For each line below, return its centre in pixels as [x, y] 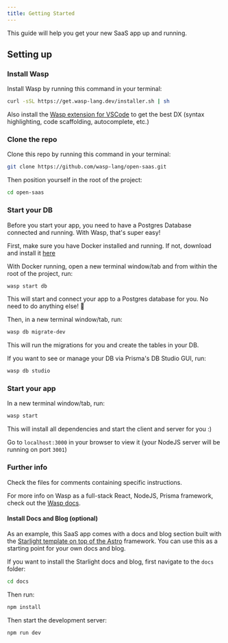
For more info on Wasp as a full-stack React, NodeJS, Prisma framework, [110, 495]
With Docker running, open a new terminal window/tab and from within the [112, 266]
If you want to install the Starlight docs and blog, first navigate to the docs [111, 562]
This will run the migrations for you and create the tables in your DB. [103, 345]
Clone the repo [32, 140]
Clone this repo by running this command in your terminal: [89, 154]
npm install [24, 607]
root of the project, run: [40, 273]
